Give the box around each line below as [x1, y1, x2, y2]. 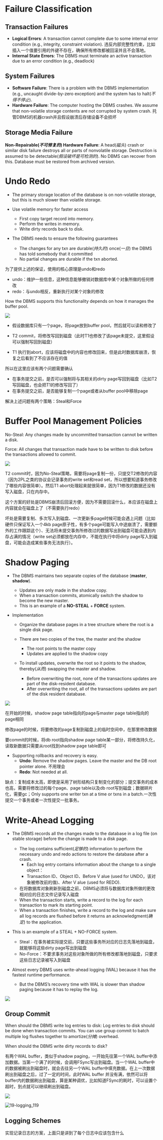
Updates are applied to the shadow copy [26, 651, 108, 657]
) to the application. [23, 919, 63, 925]
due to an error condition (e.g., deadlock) [12, 58, 95, 64]
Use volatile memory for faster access [12, 206, 88, 212]
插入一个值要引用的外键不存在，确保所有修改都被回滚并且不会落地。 [12, 48, 148, 53]
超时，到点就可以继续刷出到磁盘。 [5, 1084, 73, 1090]
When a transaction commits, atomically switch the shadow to [19, 593, 144, 598]
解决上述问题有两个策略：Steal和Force [5, 398, 82, 404]
